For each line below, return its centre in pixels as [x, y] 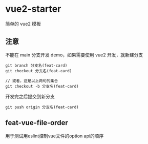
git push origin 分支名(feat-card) [42, 107]
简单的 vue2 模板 [23, 24]
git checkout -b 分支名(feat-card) [42, 86]
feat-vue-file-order [37, 123]
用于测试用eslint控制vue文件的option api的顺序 [55, 136]
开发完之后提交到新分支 [30, 96]
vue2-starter [33, 9]
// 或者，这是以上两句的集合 [32, 81]
